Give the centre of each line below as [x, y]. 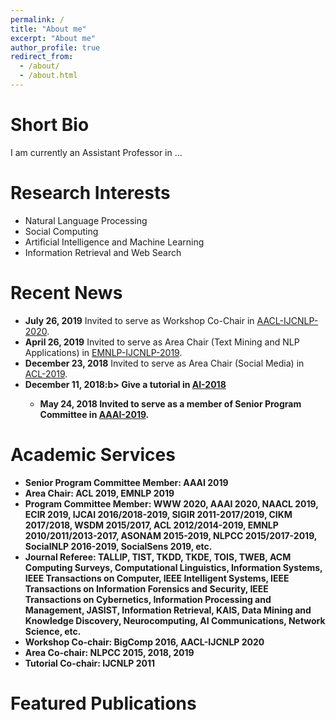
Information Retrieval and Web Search [103, 252]
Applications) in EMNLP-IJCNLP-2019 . [103, 352]
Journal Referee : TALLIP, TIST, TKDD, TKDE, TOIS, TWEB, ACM [158, 557]
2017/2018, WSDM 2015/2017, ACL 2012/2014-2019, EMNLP [151, 525]
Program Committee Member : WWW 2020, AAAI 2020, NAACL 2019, [171, 503]
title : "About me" [48, 29]
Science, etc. [53, 631]
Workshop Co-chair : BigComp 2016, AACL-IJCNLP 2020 [144, 642]
